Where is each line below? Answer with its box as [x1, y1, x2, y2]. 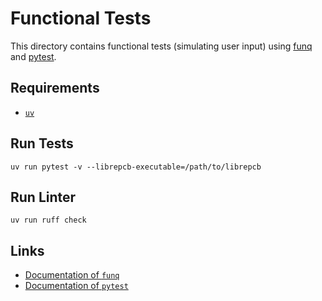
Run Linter [10, 188, 77, 206]
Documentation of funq [24, 269, 120, 281]
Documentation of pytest [24, 280, 129, 292]
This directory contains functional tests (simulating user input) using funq [10, 40, 313, 52]
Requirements [10, 80, 100, 97]
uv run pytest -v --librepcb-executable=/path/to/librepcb [10, 162, 262, 172]
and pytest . [10, 50, 57, 62]
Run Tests [10, 135, 74, 152]
